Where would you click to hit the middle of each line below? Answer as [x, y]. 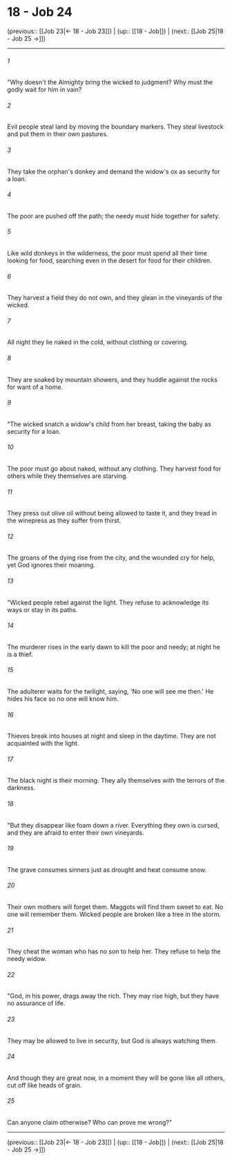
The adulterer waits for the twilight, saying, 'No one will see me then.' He [110, 691]
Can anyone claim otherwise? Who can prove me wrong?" [90, 1123]
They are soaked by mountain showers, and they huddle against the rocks [112, 379]
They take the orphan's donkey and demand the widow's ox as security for [114, 171]
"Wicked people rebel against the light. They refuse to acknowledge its [108, 602]
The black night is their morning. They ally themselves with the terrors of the [116, 781]
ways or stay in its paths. [42, 609]
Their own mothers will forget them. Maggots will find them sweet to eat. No [115, 907]
